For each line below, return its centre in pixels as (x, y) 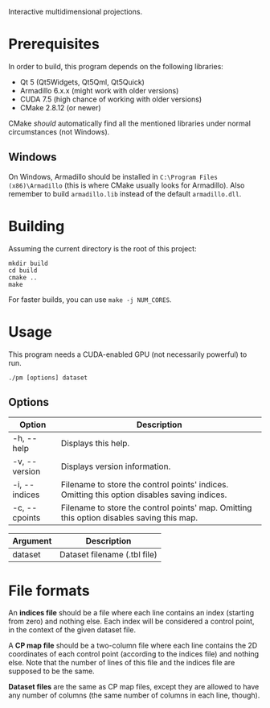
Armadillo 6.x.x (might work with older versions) (99, 90)
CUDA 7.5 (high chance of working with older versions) (111, 99)
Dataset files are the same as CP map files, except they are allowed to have (134, 687)
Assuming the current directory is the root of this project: (102, 248)
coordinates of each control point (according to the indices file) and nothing (134, 654)
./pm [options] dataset (48, 378)
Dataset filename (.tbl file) (109, 555)
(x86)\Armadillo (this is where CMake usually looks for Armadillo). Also (127, 185)
